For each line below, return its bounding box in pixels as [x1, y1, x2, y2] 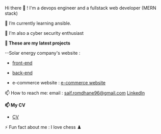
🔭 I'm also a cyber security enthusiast [5, 30, 84, 36]
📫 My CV [5, 102, 26, 108]
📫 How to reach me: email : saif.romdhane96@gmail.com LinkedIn [5, 90, 145, 96]
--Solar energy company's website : [5, 50, 81, 56]
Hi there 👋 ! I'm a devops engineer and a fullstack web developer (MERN [5, 5, 156, 11]
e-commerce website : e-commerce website [12, 80, 106, 85]
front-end [12, 60, 33, 66]
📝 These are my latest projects [5, 40, 71, 46]
